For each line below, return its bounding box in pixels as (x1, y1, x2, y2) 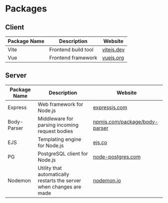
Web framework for (37, 100, 83, 107)
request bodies (37, 127, 73, 134)
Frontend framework (49, 54, 97, 61)
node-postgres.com (93, 153, 141, 160)
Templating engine (37, 135, 81, 142)
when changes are (37, 183, 81, 190)
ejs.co (93, 138, 107, 145)
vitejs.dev (102, 46, 125, 53)
